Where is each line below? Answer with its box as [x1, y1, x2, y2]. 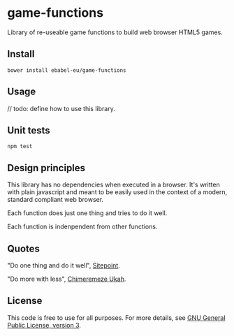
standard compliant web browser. [7, 196, 103, 204]
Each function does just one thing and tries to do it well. [7, 209, 168, 217]
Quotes [7, 242, 41, 254]
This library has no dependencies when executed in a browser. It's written [7, 180, 220, 189]
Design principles [7, 162, 86, 174]
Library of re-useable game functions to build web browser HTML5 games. [7, 28, 224, 36]
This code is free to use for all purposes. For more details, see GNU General [7, 313, 226, 322]
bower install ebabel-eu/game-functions [7, 66, 127, 74]
